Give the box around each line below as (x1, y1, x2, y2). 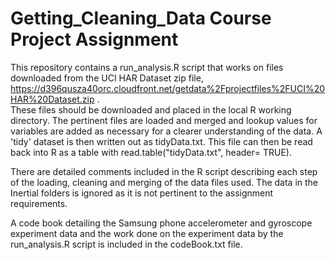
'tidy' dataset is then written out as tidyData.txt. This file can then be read (10, 135, 313, 147)
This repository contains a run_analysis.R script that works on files (10, 61, 284, 73)
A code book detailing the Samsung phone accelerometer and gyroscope (10, 217, 313, 229)
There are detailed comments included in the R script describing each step (10, 165, 318, 177)
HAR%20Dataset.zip (10, 93, 95, 105)
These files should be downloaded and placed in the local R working (10, 103, 292, 116)
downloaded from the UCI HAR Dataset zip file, (10, 72, 204, 84)
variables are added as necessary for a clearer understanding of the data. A (10, 125, 323, 137)
